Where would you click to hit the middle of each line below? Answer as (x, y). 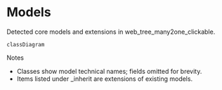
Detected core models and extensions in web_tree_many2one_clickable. (111, 32)
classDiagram (26, 44)
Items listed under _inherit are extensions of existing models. (105, 79)
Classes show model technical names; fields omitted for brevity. (109, 71)
